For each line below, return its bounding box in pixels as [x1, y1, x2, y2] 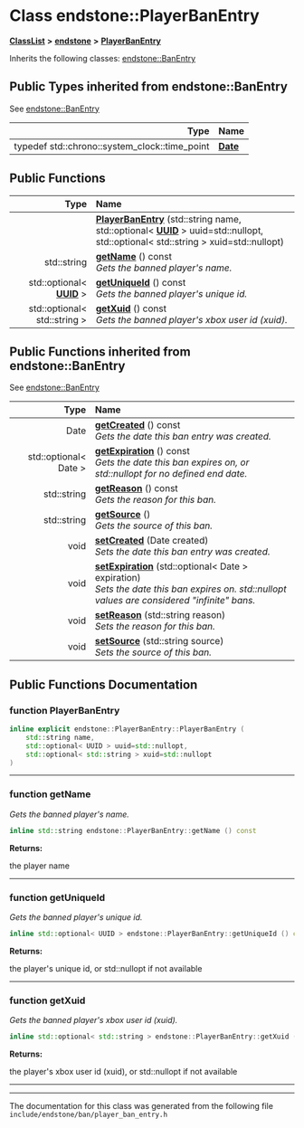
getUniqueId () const [95, 276, 186, 289]
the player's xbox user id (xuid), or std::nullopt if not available [9, 1066, 238, 1076]
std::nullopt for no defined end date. [94, 468, 248, 480]
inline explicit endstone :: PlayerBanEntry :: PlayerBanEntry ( [9, 725, 245, 734]
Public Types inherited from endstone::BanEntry [9, 79, 288, 95]
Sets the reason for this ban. [94, 621, 215, 633]
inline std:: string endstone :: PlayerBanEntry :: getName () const [9, 826, 257, 835]
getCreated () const [94, 419, 181, 431]
